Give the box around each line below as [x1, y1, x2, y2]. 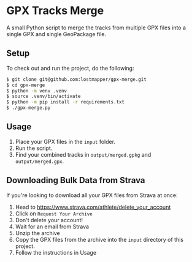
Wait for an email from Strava [15, 223, 90, 230]
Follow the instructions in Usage [15, 249, 97, 256]
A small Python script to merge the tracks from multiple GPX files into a [6, 24, 186, 31]
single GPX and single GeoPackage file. [6, 30, 106, 37]
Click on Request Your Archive [15, 209, 93, 217]
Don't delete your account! [15, 216, 83, 223]
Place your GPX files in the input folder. [15, 138, 115, 145]
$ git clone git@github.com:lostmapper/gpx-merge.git [6, 76, 147, 83]
